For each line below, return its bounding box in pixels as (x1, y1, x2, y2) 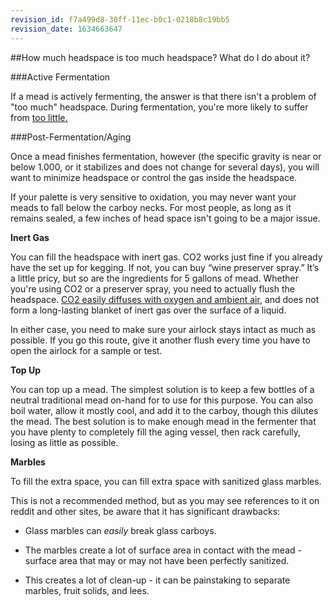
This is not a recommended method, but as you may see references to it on (10, 494, 320, 506)
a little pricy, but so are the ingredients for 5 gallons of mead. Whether (10, 272, 300, 284)
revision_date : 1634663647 (10, 24, 123, 34)
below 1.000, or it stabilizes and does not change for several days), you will (10, 161, 320, 173)
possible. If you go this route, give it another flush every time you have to (10, 334, 311, 346)
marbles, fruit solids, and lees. (24, 584, 150, 596)
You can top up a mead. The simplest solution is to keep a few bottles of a (10, 383, 315, 395)
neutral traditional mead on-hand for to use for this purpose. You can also (10, 394, 314, 406)
